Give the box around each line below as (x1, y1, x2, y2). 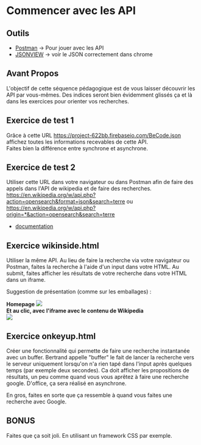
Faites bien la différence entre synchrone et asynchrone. (6, 144, 148, 152)
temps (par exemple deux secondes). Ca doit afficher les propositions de (6, 367, 190, 374)
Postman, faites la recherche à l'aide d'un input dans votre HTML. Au (6, 263, 180, 271)
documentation (15, 223, 54, 230)
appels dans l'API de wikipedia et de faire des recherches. (6, 185, 152, 193)
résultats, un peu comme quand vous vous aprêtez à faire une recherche (6, 373, 189, 381)
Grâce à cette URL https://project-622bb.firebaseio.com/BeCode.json (6, 131, 182, 139)
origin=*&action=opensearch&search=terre (6, 211, 115, 218)
